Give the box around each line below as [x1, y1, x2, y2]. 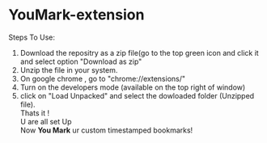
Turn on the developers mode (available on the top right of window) [19, 82, 246, 92]
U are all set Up [19, 116, 72, 126]
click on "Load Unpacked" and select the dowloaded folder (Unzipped [19, 90, 255, 100]
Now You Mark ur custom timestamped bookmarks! [19, 125, 193, 135]
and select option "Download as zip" [19, 57, 142, 66]
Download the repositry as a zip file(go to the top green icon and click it [19, 48, 259, 57]
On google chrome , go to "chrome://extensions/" [19, 74, 186, 83]
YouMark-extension [8, 6, 145, 24]
